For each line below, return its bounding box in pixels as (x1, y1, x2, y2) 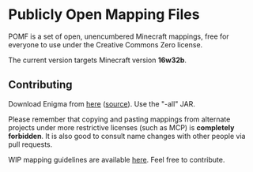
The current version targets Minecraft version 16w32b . (8, 55, 187, 65)
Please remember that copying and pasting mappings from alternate (8, 114, 231, 124)
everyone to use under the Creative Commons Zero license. (8, 39, 203, 49)
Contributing (8, 78, 73, 92)
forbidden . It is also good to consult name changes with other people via (8, 131, 246, 140)
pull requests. (8, 140, 53, 149)
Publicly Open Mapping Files (8, 6, 200, 24)
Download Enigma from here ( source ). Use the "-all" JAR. (8, 99, 196, 108)
